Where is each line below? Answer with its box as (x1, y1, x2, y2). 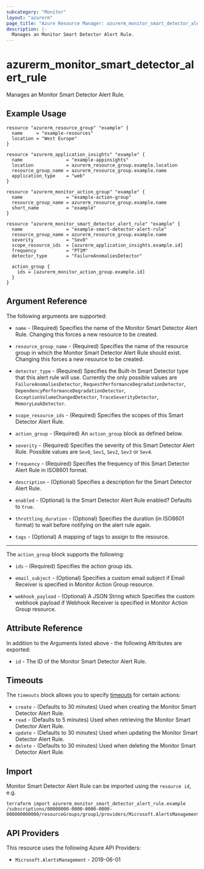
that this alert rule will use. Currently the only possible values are (15, 373, 177, 381)
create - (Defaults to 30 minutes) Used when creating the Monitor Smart (15, 703, 196, 710)
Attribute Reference (6, 623, 83, 634)
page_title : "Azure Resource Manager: (6, 20, 104, 26)
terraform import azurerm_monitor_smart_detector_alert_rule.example (6, 801, 186, 807)
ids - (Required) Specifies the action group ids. (15, 562, 134, 570)
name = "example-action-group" (12, 194, 132, 200)
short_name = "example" (12, 205, 97, 211)
